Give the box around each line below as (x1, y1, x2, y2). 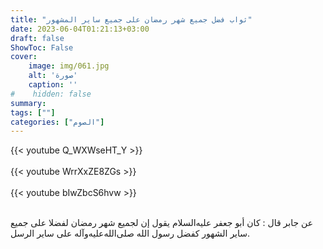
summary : (10, 98, 47, 108)
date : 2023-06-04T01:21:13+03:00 (10, 24, 150, 34)
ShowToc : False (10, 42, 74, 53)
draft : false (10, 33, 65, 43)
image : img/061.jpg (28, 61, 110, 71)
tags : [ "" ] (10, 107, 56, 118)
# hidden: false (10, 89, 92, 99)
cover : (10, 52, 38, 62)
